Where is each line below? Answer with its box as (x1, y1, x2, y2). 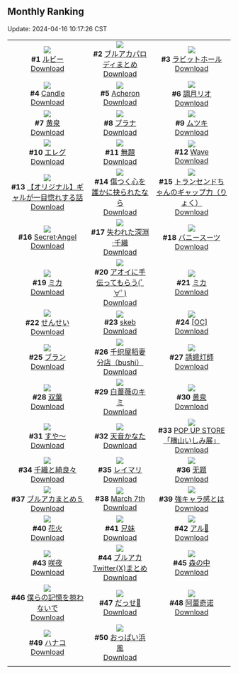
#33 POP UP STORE (158, 425, 225, 435)
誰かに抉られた (91, 187, 142, 197)
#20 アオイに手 (94, 267, 147, 277)
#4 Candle (30, 88, 65, 98)
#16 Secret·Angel (18, 232, 77, 242)
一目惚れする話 (33, 192, 84, 202)
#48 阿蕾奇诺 (169, 597, 214, 607)
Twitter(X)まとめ (92, 563, 148, 573)
